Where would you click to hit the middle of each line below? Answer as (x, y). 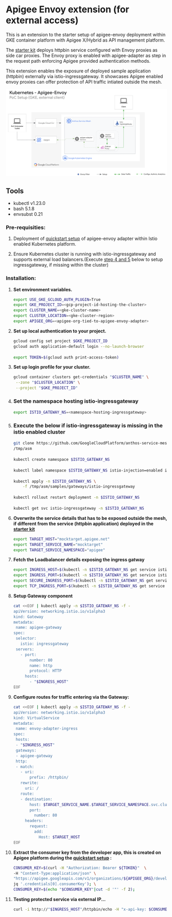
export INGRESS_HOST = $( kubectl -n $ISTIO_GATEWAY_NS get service (84, 570)
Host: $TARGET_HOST (59, 837)
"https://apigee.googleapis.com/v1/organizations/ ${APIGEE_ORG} (83, 879)
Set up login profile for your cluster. (52, 367)
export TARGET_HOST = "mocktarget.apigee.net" (61, 539)
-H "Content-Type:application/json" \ (55, 873)
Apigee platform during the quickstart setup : (62, 858)
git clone (24, 443)
